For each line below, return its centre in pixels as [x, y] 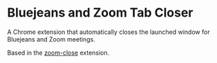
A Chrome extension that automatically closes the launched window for [108, 32]
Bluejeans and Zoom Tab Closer [100, 13]
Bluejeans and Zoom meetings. [51, 39]
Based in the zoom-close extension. [58, 53]
